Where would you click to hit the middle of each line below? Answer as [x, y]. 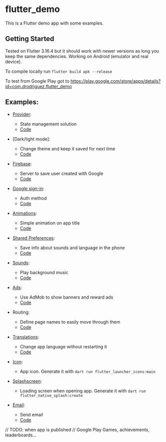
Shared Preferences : [33, 238]
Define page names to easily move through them [70, 322]
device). [13, 62]
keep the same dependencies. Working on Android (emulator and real [77, 56]
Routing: [21, 312]
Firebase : [22, 163]
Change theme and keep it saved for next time [67, 148]
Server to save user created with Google [61, 173]
